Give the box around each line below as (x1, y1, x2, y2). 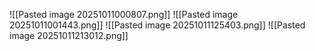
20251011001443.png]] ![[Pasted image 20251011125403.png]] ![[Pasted (9, 19, 306, 31)
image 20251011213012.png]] (9, 30, 129, 41)
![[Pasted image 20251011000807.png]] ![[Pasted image (9, 9, 239, 20)
